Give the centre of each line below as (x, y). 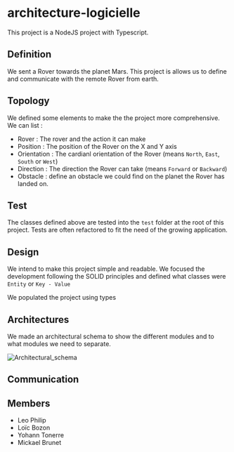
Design (23, 252)
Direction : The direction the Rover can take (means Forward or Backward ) (122, 168)
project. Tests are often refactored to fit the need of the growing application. (118, 230)
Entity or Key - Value (39, 284)
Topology (28, 101)
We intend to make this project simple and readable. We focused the (106, 269)
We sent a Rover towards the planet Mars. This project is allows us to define (117, 71)
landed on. (33, 183)
